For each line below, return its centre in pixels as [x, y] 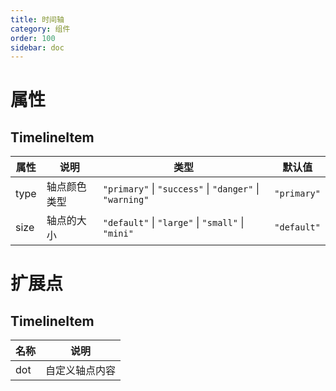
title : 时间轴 [37, 19]
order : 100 [33, 38]
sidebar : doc [37, 47]
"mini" [118, 234]
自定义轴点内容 [81, 371]
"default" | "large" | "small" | [173, 223]
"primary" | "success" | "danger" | [181, 189]
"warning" [126, 200]
